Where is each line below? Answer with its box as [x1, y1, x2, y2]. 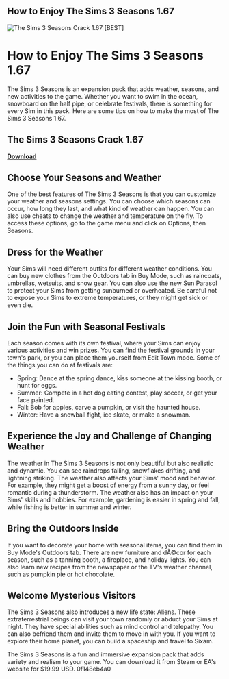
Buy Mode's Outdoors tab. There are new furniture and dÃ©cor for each [7, 548, 211, 556]
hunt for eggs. [16, 382, 57, 389]
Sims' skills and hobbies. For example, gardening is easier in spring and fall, [7, 495, 221, 504]
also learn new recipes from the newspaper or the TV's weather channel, [7, 563, 213, 571]
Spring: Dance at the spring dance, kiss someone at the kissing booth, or [16, 374, 223, 382]
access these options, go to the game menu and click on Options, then [7, 219, 206, 227]
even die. [7, 301, 33, 309]
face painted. [16, 396, 55, 404]
